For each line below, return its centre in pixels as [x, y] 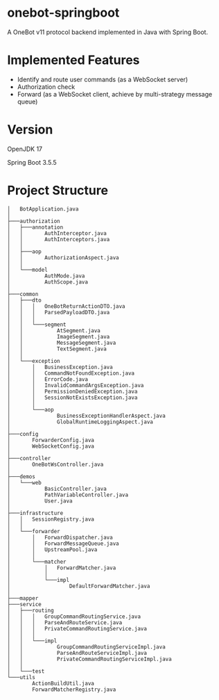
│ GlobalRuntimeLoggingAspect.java [80, 422]
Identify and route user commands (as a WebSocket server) [103, 79]
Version [30, 130]
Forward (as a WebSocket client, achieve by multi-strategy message [115, 94]
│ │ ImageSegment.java [59, 336]
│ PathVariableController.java [68, 495]
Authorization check [46, 87]
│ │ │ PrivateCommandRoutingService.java [77, 628]
